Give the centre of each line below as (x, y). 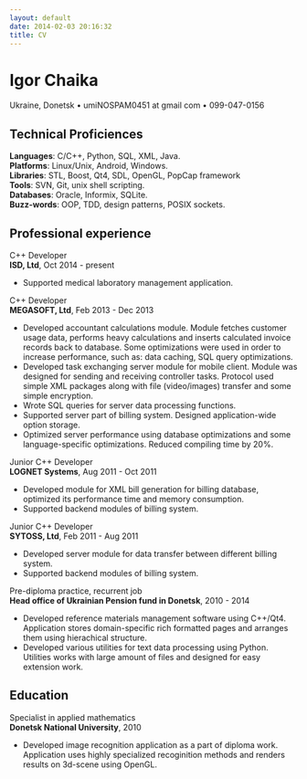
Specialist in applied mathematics (73, 717)
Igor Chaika (54, 80)
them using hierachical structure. (85, 637)
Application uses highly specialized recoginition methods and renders (154, 754)
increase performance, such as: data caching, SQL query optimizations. (158, 356)
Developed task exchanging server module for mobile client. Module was (160, 366)
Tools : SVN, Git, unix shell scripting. (77, 185)
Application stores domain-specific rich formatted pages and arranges (155, 627)
